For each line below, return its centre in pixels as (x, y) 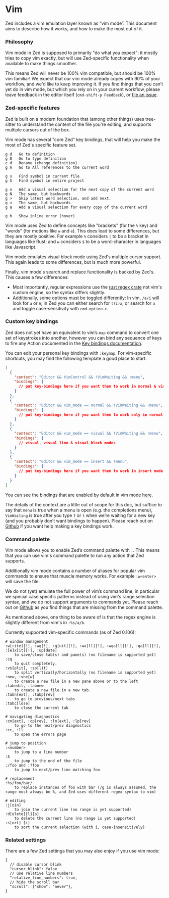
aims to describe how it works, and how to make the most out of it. (74, 28)
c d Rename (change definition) (41, 163)
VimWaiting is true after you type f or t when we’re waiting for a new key (80, 515)
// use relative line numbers (41, 873)
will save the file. (23, 581)
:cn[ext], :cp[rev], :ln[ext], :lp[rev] (48, 721)
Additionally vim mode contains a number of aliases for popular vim (75, 571)
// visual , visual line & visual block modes (67, 443)
